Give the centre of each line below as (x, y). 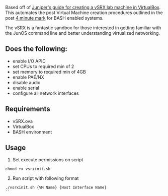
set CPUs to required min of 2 (43, 66)
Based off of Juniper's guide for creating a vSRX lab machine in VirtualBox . (83, 7)
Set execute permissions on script (48, 160)
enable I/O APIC (29, 61)
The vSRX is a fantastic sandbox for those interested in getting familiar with (83, 28)
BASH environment (32, 132)
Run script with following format (46, 178)
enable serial (26, 88)
